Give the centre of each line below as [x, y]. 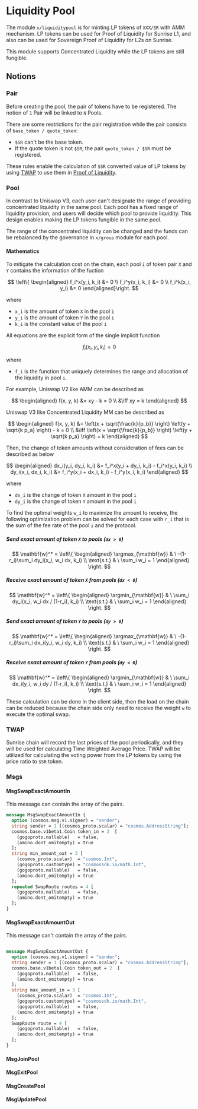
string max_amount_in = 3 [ [46, 990]
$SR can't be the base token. [49, 142]
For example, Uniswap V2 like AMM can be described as [75, 389]
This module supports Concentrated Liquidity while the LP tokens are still [95, 51]
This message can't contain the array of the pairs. [67, 936]
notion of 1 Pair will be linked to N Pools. [54, 113]
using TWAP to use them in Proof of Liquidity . [61, 172]
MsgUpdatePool [27, 1100]
